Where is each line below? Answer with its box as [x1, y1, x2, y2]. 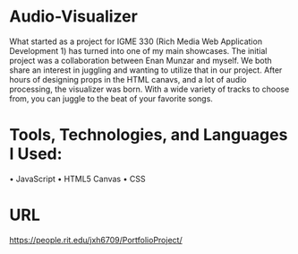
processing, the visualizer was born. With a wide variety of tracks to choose [9, 83, 290, 94]
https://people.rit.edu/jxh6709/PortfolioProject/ [9, 234, 183, 245]
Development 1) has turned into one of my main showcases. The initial [9, 45, 268, 56]
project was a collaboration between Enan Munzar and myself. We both [9, 55, 273, 66]
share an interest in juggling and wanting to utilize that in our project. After [9, 65, 283, 75]
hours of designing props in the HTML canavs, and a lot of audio [9, 74, 247, 84]
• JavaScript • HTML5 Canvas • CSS [9, 173, 146, 184]
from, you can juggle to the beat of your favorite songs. [9, 92, 213, 104]
